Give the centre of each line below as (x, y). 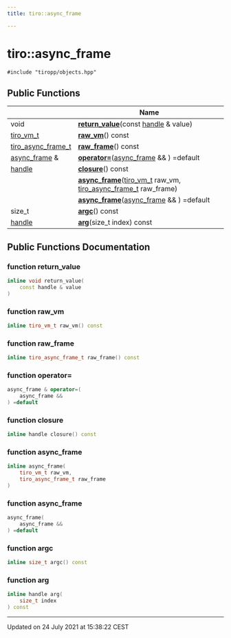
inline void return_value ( (46, 281)
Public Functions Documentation (79, 247)
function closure (35, 420)
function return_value (44, 266)
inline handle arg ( (35, 595)
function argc (30, 548)
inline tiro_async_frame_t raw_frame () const (73, 358)
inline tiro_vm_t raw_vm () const (55, 326)
